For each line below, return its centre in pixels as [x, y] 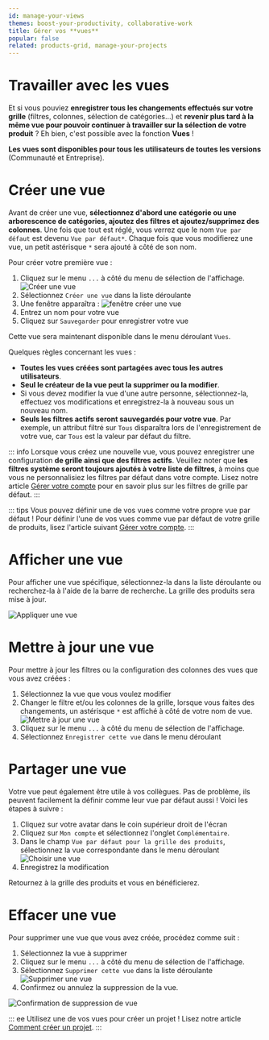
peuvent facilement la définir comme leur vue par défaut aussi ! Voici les [128, 800]
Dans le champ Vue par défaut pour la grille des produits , [122, 841]
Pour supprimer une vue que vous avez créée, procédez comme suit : [124, 937]
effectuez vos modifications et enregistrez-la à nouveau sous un [127, 402]
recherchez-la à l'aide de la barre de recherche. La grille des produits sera [132, 590]
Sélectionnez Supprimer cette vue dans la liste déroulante [116, 970]
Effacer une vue [62, 915]
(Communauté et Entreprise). [56, 158]
